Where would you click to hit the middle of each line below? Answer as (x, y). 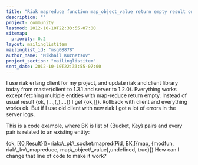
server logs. (21, 114)
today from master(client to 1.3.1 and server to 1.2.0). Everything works (91, 90)
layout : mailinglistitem (37, 45)
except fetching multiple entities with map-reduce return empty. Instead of (97, 95)
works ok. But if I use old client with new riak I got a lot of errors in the (91, 108)
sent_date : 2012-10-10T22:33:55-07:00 (54, 66)
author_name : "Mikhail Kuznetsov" (49, 55)
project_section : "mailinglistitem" (51, 61)
